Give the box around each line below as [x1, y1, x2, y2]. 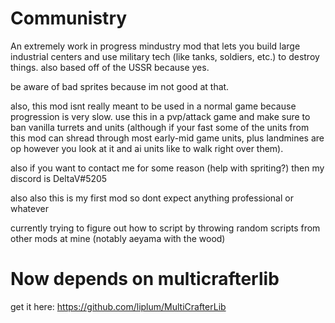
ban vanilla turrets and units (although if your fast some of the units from [10, 121, 310, 133]
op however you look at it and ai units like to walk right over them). [10, 142, 284, 154]
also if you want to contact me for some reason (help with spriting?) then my [10, 162, 325, 174]
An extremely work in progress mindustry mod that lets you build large [10, 40, 301, 52]
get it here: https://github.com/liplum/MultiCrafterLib [10, 300, 227, 312]
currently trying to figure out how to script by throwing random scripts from [10, 222, 321, 234]
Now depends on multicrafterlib [10, 268, 280, 291]
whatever [10, 202, 49, 214]
